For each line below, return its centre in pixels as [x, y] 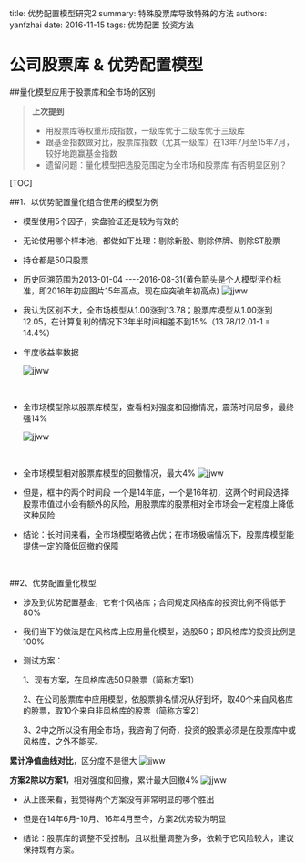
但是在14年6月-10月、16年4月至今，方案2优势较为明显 [124, 818]
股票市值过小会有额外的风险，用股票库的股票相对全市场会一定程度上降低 [158, 503]
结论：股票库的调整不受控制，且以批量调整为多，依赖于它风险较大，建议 [158, 837]
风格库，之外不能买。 [62, 741]
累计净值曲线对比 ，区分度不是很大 [73, 760]
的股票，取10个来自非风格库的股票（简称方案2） [113, 710]
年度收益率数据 [51, 352]
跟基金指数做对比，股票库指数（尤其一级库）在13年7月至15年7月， [169, 142]
